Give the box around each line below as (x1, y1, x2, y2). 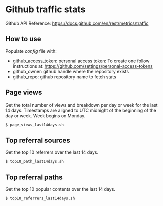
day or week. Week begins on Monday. (5, 112, 86, 119)
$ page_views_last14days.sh (5, 122, 64, 127)
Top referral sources (5, 136, 70, 144)
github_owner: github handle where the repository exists (12, 68, 129, 74)
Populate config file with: (5, 48, 57, 54)
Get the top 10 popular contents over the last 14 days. (5, 186, 115, 192)
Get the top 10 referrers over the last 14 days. (5, 149, 99, 155)
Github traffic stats (5, 4, 86, 15)
